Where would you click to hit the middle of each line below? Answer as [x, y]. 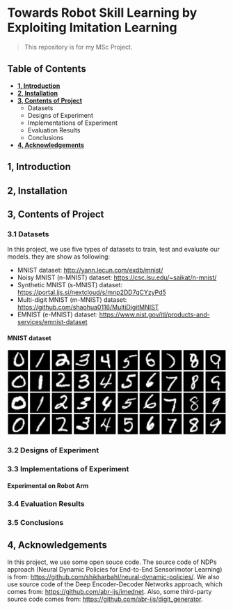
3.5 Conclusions [35, 522]
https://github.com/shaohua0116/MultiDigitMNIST [88, 307]
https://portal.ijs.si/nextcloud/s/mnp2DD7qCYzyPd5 [92, 292]
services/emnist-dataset [52, 322]
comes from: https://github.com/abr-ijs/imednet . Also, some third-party [110, 591]
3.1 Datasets [28, 234]
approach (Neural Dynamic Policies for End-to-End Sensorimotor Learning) [115, 569]
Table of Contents [47, 69]
